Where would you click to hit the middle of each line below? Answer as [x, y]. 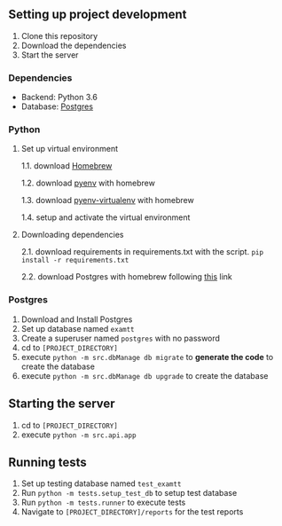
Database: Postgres [57, 106]
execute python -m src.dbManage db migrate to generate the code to [147, 357]
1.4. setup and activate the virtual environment [106, 217]
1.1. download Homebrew [67, 166]
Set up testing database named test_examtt [101, 483]
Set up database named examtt [78, 328]
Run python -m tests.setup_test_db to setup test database [129, 493]
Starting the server [62, 404]
